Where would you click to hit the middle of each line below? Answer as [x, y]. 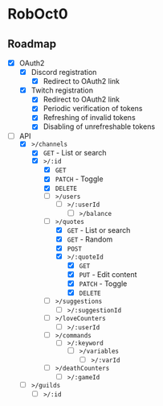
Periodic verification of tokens [93, 109]
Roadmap [32, 44]
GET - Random [90, 239]
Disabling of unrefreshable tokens [99, 126]
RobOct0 [38, 14]
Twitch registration [62, 90]
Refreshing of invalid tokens [89, 118]
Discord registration [64, 72]
